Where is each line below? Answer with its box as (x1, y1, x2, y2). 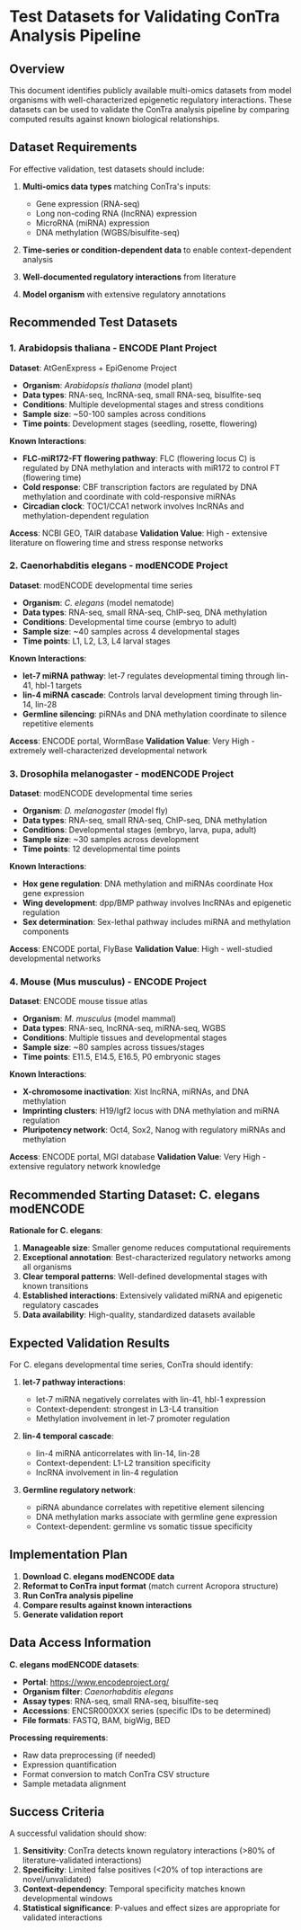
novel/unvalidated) (22, 1874, 92, 1885)
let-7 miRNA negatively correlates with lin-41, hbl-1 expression (35, 1394, 267, 1405)
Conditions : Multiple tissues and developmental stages (22, 1032, 227, 1044)
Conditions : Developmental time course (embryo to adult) (22, 616, 237, 627)
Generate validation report (22, 1609, 124, 1620)
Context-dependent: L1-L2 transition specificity (35, 1458, 211, 1469)
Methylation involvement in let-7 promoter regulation (35, 1413, 231, 1424)
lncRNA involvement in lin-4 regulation (35, 1467, 179, 1478)
